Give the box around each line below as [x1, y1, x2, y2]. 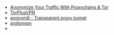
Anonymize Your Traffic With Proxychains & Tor [10, 4, 109, 10]
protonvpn [10, 20, 32, 26]
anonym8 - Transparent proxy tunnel [10, 15, 87, 20]
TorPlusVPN [10, 9, 35, 15]
